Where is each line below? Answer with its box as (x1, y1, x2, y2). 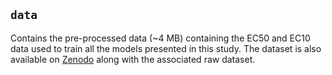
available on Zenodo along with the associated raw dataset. (10, 53, 256, 65)
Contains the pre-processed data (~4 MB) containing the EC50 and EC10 (10, 32, 311, 44)
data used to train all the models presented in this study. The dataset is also (10, 42, 322, 54)
